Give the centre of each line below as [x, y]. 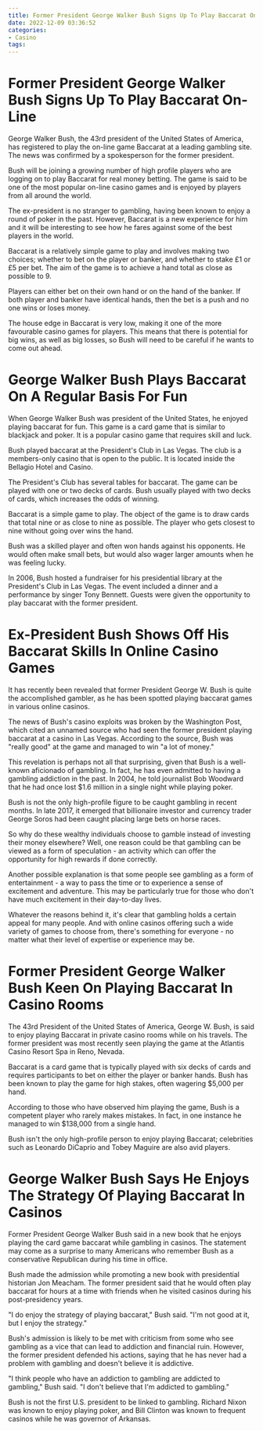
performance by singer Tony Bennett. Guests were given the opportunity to [129, 595]
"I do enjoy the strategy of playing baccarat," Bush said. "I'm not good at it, [129, 1314]
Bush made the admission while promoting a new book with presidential [124, 1274]
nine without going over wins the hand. [71, 531]
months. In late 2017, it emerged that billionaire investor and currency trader [130, 811]
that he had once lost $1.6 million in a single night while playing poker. [121, 787]
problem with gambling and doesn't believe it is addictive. [101, 1363]
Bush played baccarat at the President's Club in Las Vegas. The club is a [125, 450]
